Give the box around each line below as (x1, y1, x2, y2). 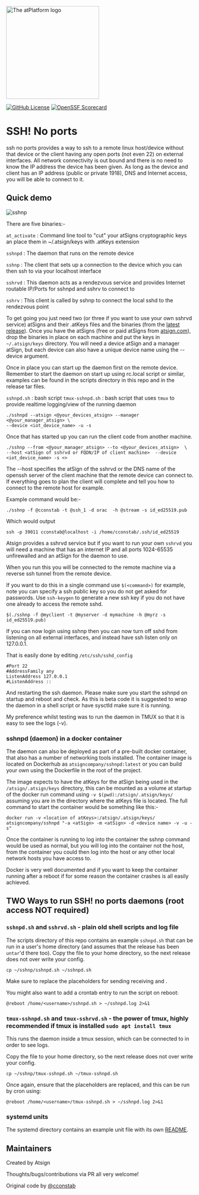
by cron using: (6, 1087, 42, 1095)
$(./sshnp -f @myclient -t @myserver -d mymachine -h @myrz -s (6, 612, 166, 618)
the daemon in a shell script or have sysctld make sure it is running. (6, 701, 171, 709)
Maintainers (6, 1143, 52, 1153)
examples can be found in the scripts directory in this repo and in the (6, 377, 175, 384)
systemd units (6, 1112, 49, 1121)
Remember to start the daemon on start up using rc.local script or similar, (6, 370, 185, 377)
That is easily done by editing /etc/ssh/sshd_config (6, 652, 133, 659)
